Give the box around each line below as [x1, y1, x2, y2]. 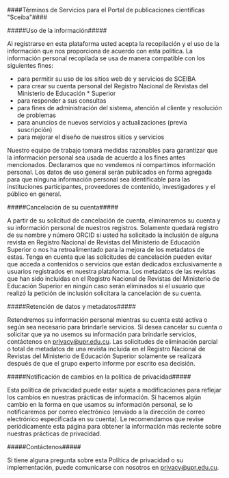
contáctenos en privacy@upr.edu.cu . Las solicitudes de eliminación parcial [7, 338, 218, 345]
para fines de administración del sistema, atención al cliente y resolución [16, 104, 222, 112]
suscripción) [16, 126, 53, 134]
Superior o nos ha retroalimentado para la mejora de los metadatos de [7, 246, 205, 253]
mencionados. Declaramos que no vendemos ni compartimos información [7, 161, 215, 168]
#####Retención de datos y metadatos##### [7, 303, 137, 310]
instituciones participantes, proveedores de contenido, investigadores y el [7, 183, 216, 190]
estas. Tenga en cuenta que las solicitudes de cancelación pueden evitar [7, 253, 213, 261]
